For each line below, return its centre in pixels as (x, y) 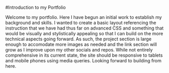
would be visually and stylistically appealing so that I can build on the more (84, 33)
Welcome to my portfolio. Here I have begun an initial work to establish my (84, 17)
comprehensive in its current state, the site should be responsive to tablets (84, 55)
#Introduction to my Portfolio (36, 7)
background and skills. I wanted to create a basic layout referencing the (81, 23)
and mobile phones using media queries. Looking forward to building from (83, 60)
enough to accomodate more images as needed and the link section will (81, 44)
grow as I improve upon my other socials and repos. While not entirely (79, 50)
